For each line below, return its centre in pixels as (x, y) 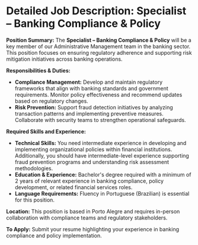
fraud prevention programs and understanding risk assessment (92, 162)
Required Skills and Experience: (46, 131)
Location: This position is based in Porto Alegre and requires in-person (93, 211)
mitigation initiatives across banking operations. (64, 59)
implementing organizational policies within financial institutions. (93, 149)
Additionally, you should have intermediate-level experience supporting (102, 155)
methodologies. (34, 168)
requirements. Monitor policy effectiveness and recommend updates (98, 95)
